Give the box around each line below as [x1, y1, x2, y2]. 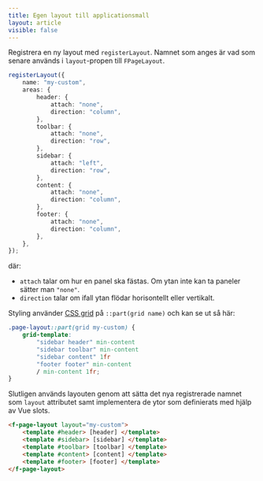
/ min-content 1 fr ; [36, 368, 101, 376]
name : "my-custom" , [22, 79, 87, 87]
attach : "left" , [50, 159, 104, 167]
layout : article [8, 19, 61, 27]
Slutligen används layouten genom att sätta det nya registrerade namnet [8, 389, 243, 398]
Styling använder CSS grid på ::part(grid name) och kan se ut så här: [8, 309, 235, 318]
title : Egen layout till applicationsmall [8, 11, 150, 20]
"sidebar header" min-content [36, 339, 135, 346]
